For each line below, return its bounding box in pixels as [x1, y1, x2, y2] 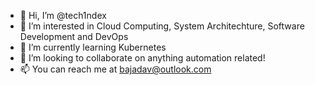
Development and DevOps [19, 31, 129, 42]
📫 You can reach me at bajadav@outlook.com [19, 63, 212, 75]
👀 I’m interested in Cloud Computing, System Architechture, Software [19, 20, 305, 32]
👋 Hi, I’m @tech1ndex [19, 10, 107, 21]
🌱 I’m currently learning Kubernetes [19, 41, 167, 53]
